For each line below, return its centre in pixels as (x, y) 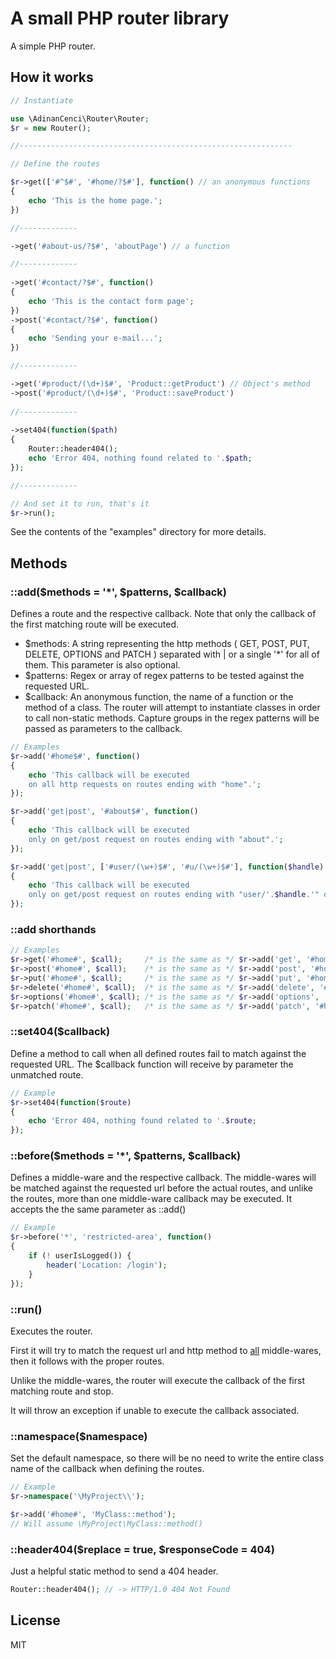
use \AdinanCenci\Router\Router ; (80, 118)
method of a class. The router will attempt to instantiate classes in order (172, 708)
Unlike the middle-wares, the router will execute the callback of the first (157, 1380)
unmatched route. (47, 1074)
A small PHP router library (120, 18)
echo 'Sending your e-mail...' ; (95, 338)
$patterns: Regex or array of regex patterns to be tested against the (164, 676)
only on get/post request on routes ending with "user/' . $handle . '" (174, 895)
